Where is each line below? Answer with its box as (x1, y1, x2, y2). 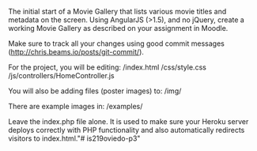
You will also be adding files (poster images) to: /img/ (8, 86, 182, 96)
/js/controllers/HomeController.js (8, 71, 115, 80)
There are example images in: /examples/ (8, 102, 143, 111)
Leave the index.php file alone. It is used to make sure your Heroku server (8, 117, 249, 126)
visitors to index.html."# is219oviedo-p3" (8, 134, 141, 143)
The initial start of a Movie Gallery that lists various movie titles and (8, 7, 227, 16)
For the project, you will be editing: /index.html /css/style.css (8, 62, 207, 72)
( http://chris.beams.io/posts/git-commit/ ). (8, 47, 145, 56)
